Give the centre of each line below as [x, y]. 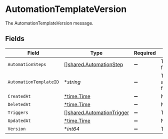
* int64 [72, 128]
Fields [15, 39]
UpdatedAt [19, 120]
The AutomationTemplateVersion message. [49, 23]
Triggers [18, 112]
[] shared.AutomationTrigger [96, 112]
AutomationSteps [27, 64]
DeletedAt [19, 104]
